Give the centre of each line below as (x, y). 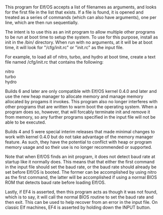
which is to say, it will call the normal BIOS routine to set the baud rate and (79, 197)
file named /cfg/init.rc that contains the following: (54, 62)
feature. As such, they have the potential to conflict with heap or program (79, 142)
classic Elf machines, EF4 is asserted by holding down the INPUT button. (78, 207)
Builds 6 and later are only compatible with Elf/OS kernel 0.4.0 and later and (81, 91)
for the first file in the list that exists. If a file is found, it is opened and (74, 12)
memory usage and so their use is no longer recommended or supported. (79, 147)
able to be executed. (26, 122)
